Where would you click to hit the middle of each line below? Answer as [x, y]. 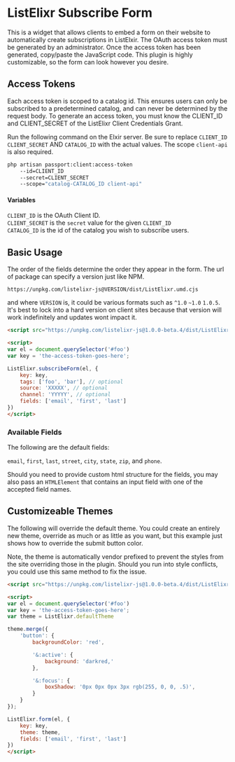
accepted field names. [40, 490]
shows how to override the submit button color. [75, 543]
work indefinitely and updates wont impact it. [72, 317]
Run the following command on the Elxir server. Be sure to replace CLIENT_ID [117, 137]
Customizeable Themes [60, 512]
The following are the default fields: [58, 448]
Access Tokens [41, 84]
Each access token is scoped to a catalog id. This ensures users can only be [117, 101]
